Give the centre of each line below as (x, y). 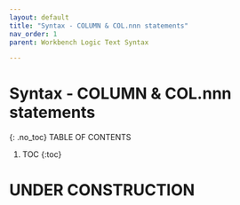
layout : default (39, 17)
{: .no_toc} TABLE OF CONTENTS (70, 138)
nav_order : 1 (33, 34)
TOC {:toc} (42, 154)
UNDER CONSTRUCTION (102, 190)
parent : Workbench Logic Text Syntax (79, 42)
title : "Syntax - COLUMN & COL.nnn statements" (99, 26)
